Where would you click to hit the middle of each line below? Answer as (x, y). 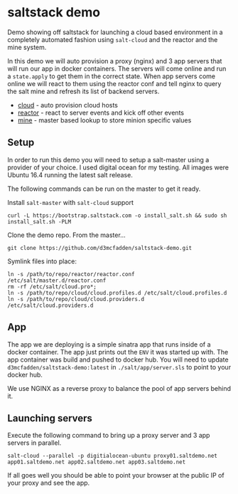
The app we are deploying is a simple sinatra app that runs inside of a (109, 344)
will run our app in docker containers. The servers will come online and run (117, 68)
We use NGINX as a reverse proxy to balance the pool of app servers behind (119, 388)
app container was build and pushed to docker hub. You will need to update (118, 359)
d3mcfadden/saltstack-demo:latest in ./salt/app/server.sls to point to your (119, 367)
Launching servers (50, 418)
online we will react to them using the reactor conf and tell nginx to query (114, 83)
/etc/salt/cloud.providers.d (50, 305)
